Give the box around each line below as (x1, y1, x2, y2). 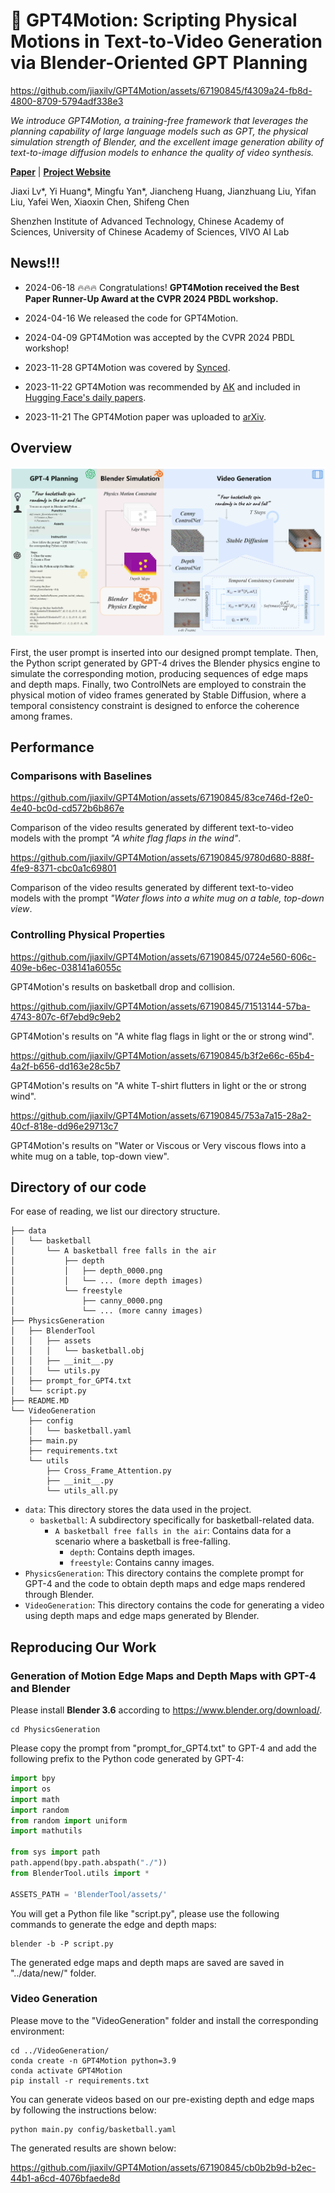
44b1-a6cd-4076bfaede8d (10, 2172, 121, 2184)
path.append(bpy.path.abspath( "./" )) (10, 1858, 168, 1868)
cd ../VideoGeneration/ (10, 2045, 110, 2056)
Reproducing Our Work (10, 1639, 157, 1656)
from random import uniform (10, 1815, 128, 1826)
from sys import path (10, 1847, 101, 1858)
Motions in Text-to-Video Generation (10, 30, 323, 53)
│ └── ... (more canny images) (10, 1306, 203, 1316)
